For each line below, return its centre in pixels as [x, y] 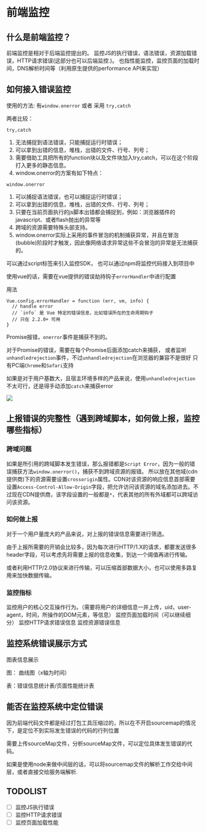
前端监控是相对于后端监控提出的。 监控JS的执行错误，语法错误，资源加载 [99, 53]
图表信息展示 [22, 659]
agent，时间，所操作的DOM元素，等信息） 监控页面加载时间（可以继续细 [99, 615]
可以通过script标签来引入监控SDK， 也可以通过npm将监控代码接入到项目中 [101, 263]
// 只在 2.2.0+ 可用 [36, 319]
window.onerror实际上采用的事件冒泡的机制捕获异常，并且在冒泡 [97, 235]
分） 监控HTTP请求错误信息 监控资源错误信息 [63, 622]
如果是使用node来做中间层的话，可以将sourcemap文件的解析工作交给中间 [100, 764]
